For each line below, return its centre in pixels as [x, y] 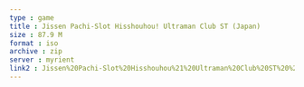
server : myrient [42, 60]
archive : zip [36, 52]
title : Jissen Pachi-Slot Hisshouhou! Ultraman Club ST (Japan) [135, 26]
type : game [32, 18]
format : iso [34, 43]
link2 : [24, 69]
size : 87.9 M [36, 34]
